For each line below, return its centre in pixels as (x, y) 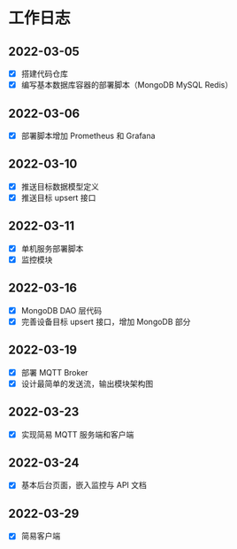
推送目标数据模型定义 (60, 186)
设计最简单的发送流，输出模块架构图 (87, 383)
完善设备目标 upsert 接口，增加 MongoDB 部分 (106, 321)
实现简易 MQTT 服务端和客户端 (77, 434)
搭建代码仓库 (44, 73)
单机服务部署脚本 (52, 248)
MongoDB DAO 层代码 (61, 310)
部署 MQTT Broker (55, 372)
